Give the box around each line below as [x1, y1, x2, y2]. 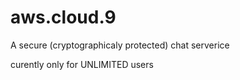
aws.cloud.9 [10, 6, 117, 29]
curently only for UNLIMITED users [10, 58, 154, 70]
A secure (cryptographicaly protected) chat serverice [10, 39, 230, 51]
